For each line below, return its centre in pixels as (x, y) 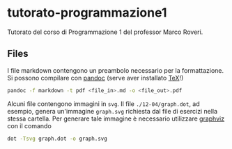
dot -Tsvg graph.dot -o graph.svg (57, 139)
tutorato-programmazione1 (87, 13)
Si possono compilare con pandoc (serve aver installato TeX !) (95, 78)
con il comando (30, 125)
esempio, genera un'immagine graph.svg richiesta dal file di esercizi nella (113, 111)
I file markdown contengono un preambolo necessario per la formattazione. (116, 70)
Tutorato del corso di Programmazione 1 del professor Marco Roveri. (105, 32)
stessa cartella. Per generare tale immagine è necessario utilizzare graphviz (116, 119)
